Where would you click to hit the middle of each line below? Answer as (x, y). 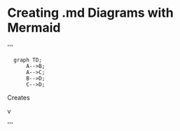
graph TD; (28, 60)
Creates (19, 97)
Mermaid (34, 28)
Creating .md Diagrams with (90, 13)
